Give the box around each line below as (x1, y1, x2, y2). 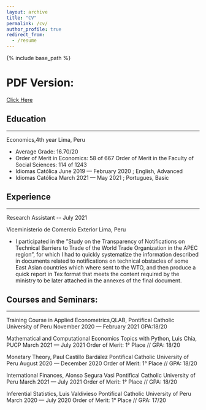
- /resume (12, 37, 37, 44)
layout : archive (6, 9, 48, 15)
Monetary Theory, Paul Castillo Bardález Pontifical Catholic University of (6, 354, 189, 361)
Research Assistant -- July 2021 (6, 214, 88, 221)
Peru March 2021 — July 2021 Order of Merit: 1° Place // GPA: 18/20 (6, 378, 178, 385)
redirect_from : (6, 32, 45, 38)
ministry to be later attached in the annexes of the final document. (15, 277, 182, 284)
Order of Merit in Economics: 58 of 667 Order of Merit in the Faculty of (15, 154, 194, 161)
